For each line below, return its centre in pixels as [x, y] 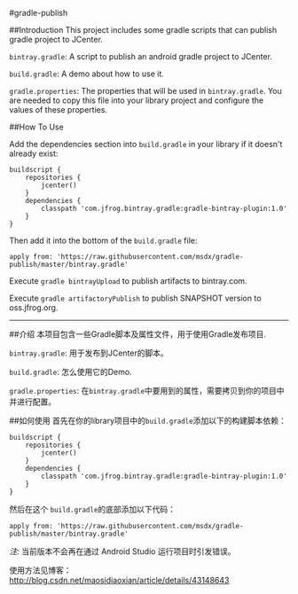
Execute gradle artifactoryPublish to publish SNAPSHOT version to [135, 298]
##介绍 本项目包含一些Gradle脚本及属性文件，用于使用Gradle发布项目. [138, 334]
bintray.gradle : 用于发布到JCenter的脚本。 [89, 353]
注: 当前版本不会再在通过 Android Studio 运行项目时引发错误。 [122, 551]
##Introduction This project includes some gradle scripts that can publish [143, 30]
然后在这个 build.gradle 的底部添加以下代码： [92, 509]
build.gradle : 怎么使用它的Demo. [71, 372]
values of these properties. [59, 109]
